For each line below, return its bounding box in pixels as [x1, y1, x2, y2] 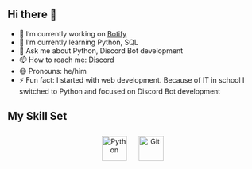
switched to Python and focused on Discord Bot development [18, 86, 221, 96]
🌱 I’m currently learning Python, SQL [18, 37, 138, 47]
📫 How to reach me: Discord [18, 55, 114, 64]
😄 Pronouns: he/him [18, 66, 87, 75]
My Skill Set [7, 109, 68, 123]
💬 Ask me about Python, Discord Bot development [18, 45, 184, 56]
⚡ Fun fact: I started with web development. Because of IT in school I [18, 75, 245, 84]
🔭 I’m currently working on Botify [18, 29, 127, 38]
